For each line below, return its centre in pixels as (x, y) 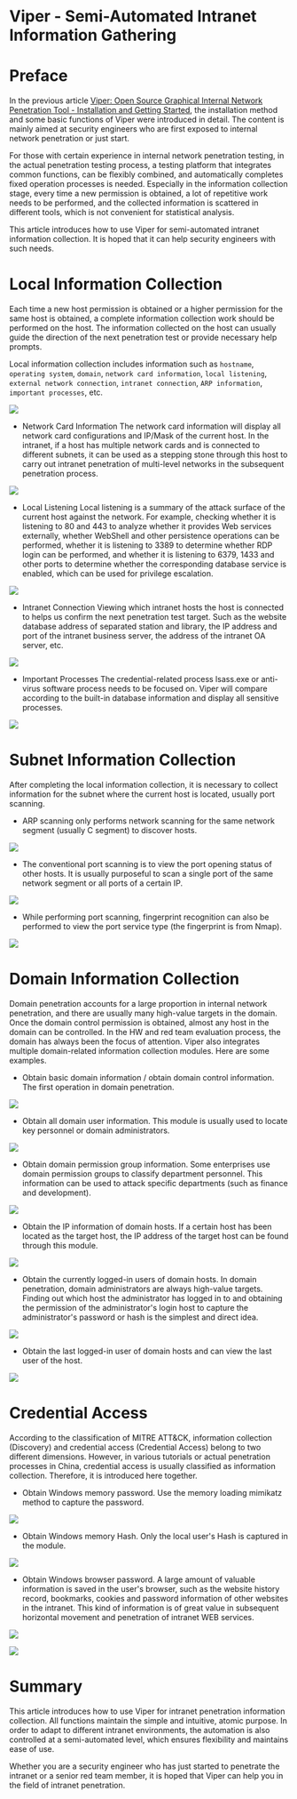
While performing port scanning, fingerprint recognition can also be (145, 917)
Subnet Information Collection (123, 760)
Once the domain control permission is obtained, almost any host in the (139, 1022)
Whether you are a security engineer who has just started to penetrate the (145, 1766)
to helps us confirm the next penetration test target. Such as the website (154, 617)
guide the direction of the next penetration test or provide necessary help (143, 337)
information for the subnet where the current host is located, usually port (142, 794)
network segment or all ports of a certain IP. (102, 883)
